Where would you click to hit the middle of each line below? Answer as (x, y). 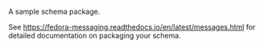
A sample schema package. (54, 12)
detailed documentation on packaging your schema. (95, 36)
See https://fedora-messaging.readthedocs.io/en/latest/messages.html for (132, 27)
